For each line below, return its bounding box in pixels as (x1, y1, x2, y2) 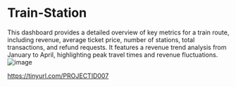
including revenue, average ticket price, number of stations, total (7, 35, 195, 43)
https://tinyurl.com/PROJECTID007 (7, 72, 109, 80)
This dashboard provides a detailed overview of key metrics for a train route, (7, 28, 230, 36)
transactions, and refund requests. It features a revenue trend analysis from (7, 43, 227, 51)
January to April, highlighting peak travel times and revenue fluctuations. (7, 51, 218, 59)
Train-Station (7, 5, 87, 21)
